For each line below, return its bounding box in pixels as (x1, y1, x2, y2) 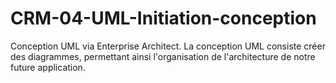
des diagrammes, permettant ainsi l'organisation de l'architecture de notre (10, 50, 316, 62)
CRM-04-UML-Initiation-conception (10, 7, 317, 30)
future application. (10, 61, 86, 73)
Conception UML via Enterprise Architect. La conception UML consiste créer (10, 40, 326, 52)
